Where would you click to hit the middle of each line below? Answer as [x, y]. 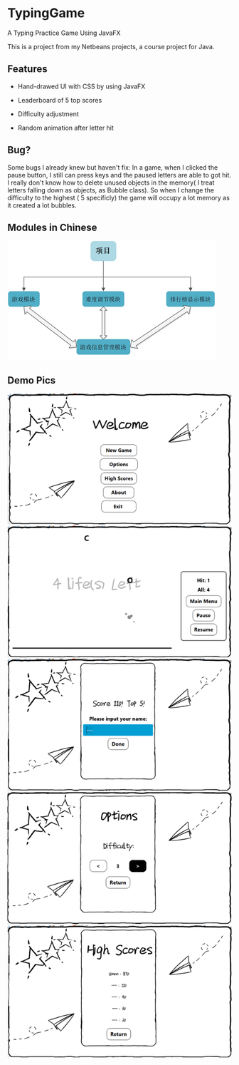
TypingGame [46, 13]
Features [27, 69]
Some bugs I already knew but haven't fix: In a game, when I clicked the [113, 167]
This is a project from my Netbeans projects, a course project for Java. [111, 46]
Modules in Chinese [52, 227]
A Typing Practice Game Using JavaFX [64, 33]
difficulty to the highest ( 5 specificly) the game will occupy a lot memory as [118, 197]
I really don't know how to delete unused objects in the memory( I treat [111, 182]
